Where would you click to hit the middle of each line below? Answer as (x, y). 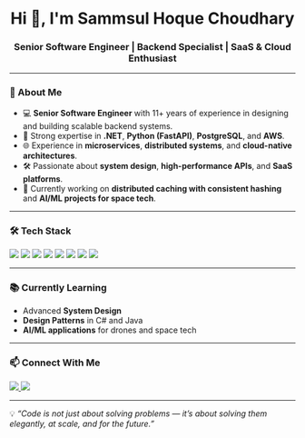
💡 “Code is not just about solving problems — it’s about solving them (138, 413)
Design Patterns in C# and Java (83, 321)
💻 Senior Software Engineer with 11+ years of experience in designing (155, 113)
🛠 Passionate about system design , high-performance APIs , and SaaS (157, 165)
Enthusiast (152, 58)
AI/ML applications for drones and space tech (109, 330)
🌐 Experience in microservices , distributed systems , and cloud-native (157, 145)
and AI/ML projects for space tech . (89, 198)
